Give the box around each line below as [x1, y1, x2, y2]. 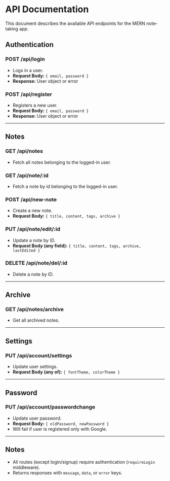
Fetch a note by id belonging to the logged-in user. [12, 183, 118, 189]
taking [5, 25, 19, 31]
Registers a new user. [12, 102, 58, 108]
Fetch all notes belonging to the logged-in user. [12, 159, 111, 165]
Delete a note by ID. [12, 271, 54, 277]
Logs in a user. [12, 67, 44, 73]
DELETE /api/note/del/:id [5, 260, 67, 267]
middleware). [12, 464, 40, 470]
